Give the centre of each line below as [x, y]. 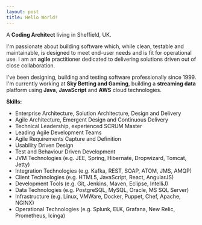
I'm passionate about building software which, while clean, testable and [95, 46]
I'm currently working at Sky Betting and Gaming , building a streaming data [101, 83]
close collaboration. [31, 65]
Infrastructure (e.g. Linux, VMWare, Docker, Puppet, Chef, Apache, [98, 196]
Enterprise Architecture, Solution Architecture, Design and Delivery [98, 113]
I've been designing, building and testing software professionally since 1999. [101, 77]
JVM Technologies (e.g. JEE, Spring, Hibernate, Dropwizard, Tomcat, [101, 158]
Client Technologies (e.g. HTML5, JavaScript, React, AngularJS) [94, 177]
